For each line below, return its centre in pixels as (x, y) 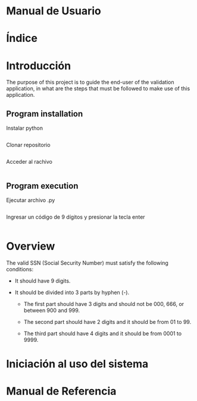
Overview (31, 247)
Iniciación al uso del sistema (77, 364)
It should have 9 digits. (43, 281)
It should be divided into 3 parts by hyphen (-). (72, 292)
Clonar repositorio (28, 145)
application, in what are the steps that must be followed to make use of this (98, 88)
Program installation (45, 114)
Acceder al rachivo (29, 162)
